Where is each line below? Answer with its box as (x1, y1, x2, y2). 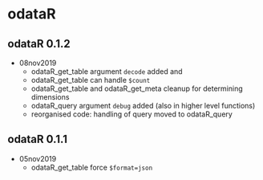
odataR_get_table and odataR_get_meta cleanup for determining (30, 84, 244, 93)
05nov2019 (18, 153, 57, 163)
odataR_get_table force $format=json (30, 162, 153, 172)
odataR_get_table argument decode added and (30, 67, 183, 76)
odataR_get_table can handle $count (30, 76, 151, 84)
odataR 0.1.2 (7, 37, 71, 51)
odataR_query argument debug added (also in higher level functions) (30, 101, 256, 110)
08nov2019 (18, 58, 57, 67)
